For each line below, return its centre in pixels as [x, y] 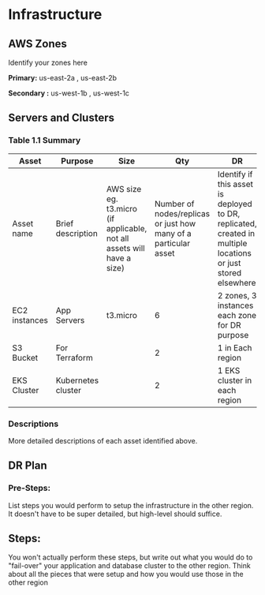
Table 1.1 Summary [45, 140]
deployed [235, 204]
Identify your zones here [48, 62]
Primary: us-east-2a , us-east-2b [62, 78]
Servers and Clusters [61, 118]
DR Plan [28, 466]
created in [236, 233]
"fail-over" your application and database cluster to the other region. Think [129, 566]
